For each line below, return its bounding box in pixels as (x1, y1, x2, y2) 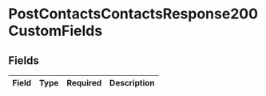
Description (109, 78, 156, 88)
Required (66, 78, 102, 88)
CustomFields (8, 22, 103, 40)
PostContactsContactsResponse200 (8, 5, 258, 23)
